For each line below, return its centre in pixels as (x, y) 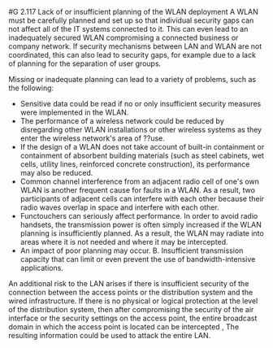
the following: (31, 88)
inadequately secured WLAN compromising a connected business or (123, 37)
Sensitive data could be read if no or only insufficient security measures (141, 104)
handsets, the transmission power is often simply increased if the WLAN (141, 224)
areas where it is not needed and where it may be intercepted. (124, 242)
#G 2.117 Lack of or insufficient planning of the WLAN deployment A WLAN (133, 12)
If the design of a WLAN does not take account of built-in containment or (142, 147)
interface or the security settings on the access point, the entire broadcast (133, 318)
